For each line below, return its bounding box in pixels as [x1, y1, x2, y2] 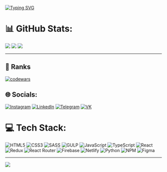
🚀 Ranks [5, 63, 31, 71]
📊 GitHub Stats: [5, 23, 73, 34]
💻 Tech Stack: [5, 122, 67, 133]
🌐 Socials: [5, 90, 38, 99]
